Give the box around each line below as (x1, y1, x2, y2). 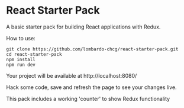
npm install (6, 56, 35, 62)
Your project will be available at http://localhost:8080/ (6, 72, 137, 79)
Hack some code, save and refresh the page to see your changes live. (6, 84, 177, 91)
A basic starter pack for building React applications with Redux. (6, 23, 161, 30)
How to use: (6, 34, 35, 42)
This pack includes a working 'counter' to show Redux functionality (6, 95, 170, 102)
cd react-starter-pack (6, 51, 62, 57)
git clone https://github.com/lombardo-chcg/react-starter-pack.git (6, 46, 179, 52)
